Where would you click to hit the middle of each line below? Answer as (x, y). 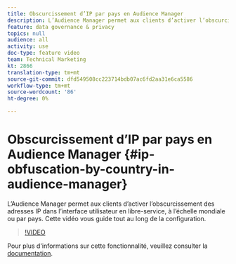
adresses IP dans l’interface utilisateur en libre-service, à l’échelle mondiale (117, 211)
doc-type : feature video (44, 53)
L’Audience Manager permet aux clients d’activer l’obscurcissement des (111, 204)
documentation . (30, 253)
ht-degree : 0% (28, 99)
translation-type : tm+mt (44, 72)
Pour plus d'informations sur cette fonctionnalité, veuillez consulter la (108, 246)
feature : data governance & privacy (61, 27)
